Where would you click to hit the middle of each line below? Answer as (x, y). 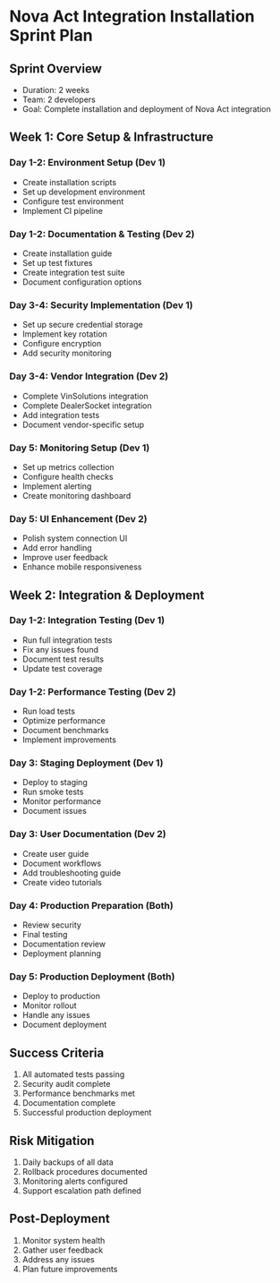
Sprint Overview (56, 68)
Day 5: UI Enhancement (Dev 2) (78, 518)
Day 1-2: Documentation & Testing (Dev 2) (102, 234)
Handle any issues (56, 1015)
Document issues (54, 811)
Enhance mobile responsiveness (82, 567)
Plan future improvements (70, 1269)
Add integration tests (61, 415)
